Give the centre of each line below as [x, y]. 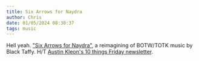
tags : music [21, 28]
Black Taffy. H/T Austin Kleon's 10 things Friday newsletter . [80, 52]
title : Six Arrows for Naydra [44, 12]
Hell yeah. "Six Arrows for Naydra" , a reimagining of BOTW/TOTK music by [99, 45]
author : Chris [24, 17]
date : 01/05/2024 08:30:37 [40, 23]
